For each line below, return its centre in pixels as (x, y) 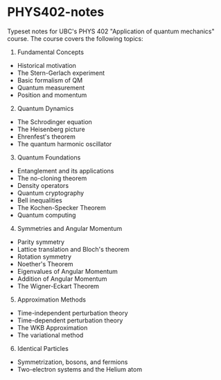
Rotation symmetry (44, 257)
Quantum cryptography (51, 193)
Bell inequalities (39, 200)
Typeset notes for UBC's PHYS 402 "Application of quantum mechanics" (111, 31)
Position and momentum (52, 95)
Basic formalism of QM (50, 80)
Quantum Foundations (49, 157)
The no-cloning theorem (52, 178)
